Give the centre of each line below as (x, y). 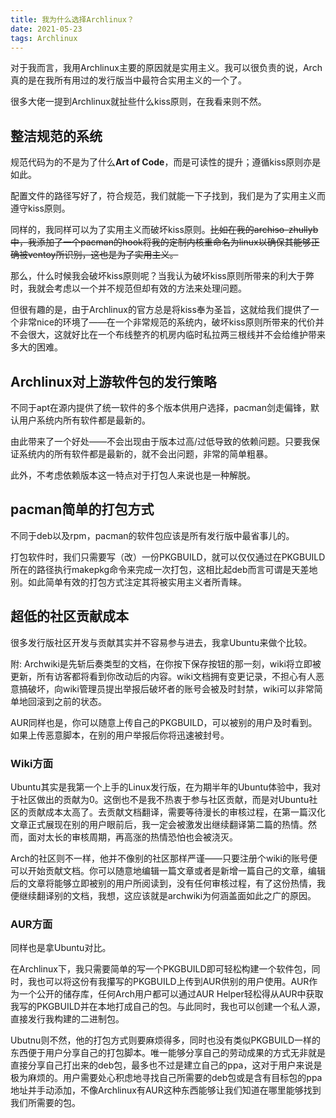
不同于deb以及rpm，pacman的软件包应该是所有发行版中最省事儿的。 (152, 535)
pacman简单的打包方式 (82, 509)
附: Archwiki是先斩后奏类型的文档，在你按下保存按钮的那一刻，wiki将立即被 (166, 663)
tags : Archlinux (44, 38)
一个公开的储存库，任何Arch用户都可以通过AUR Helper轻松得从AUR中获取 (171, 994)
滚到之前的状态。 (71, 701)
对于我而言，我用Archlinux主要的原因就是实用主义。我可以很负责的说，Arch (166, 68)
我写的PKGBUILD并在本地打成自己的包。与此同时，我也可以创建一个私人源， (168, 1007)
